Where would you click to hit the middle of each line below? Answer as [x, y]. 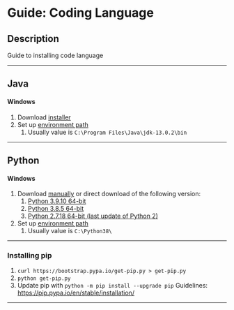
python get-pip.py [44, 279]
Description [33, 39]
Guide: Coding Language [81, 13]
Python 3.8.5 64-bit [56, 209]
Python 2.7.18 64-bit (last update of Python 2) [93, 216]
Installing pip [30, 256]
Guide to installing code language [55, 55]
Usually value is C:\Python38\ [70, 231]
